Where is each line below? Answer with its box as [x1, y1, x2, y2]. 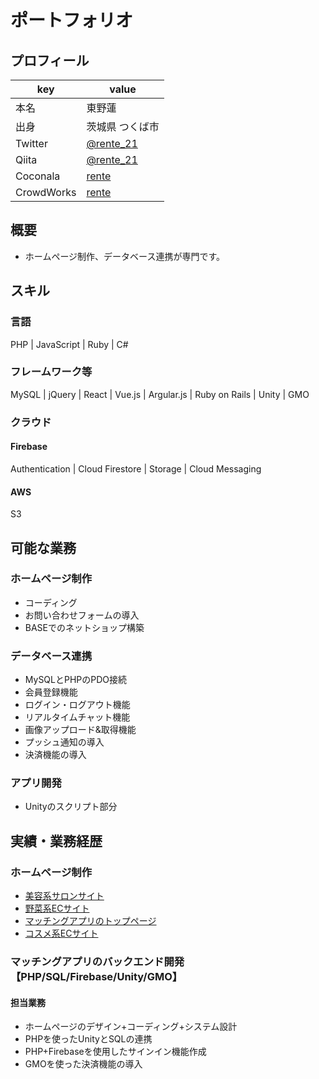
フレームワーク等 [10, 365, 93, 379]
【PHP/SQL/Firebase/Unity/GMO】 [10, 970, 183, 984]
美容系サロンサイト [24, 890, 105, 902]
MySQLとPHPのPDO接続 [24, 674, 128, 686]
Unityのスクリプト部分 [24, 801, 118, 813]
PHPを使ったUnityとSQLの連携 [24, 1033, 153, 1045]
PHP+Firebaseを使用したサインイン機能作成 [24, 1046, 207, 1058]
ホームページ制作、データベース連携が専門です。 [24, 250, 225, 262]
